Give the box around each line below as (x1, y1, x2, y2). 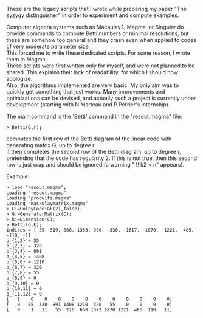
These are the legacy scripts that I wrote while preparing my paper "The (6, 5, 187, 12)
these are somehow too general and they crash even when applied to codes (6, 36, 196, 43)
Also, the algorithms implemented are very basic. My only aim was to (6, 81, 179, 89)
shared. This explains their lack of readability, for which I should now (6, 69, 178, 75)
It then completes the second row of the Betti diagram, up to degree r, (6, 148, 181, 155)
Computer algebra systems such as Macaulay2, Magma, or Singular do (6, 24, 184, 30)
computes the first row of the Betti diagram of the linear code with (6, 135, 172, 142)
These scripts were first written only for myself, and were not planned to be (6, 62, 195, 69)
